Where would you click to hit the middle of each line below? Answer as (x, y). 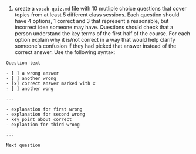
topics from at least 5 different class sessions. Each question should (97, 15)
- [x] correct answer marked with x (51, 83)
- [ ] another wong (30, 89)
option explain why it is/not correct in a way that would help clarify (95, 40)
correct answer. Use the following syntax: (65, 52)
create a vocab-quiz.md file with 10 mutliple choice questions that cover (100, 9)
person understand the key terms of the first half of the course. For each (102, 34)
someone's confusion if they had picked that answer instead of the (95, 46)
